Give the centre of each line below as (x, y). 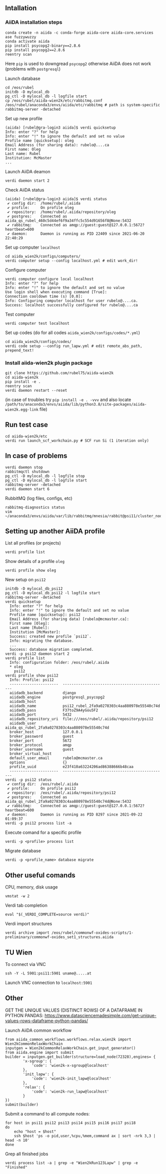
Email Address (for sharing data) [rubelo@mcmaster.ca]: (69, 619)
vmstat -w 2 (17, 896)
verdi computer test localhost (37, 323)
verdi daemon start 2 (27, 181)
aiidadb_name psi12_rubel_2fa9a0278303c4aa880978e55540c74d (85, 706)
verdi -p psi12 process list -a (38, 824)
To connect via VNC (25, 965)
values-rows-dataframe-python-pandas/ (46, 1021)
